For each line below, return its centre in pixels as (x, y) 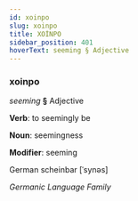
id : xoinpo (29, 17)
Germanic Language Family (60, 187)
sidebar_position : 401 (51, 42)
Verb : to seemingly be (50, 118)
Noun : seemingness (46, 135)
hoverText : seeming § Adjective (69, 51)
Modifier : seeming (43, 153)
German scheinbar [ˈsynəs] (59, 170)
